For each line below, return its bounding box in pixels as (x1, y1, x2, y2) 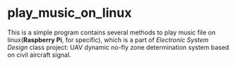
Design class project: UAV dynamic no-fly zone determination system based (7, 43, 230, 51)
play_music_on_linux (7, 5, 132, 21)
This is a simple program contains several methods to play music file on (7, 28, 216, 37)
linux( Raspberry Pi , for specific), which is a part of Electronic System (7, 35, 209, 44)
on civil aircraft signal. (7, 51, 72, 59)
